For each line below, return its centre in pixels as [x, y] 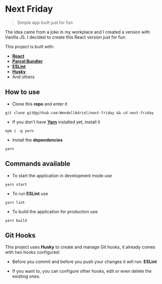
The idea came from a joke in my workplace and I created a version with [78, 32]
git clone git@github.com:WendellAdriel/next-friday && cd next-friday [79, 113]
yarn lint [15, 203]
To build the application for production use [55, 211]
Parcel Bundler [27, 61]
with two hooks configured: [32, 252]
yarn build [16, 221]
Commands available [38, 164]
